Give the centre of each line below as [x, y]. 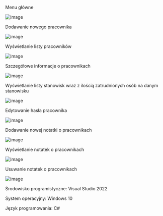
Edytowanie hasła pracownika [36, 110]
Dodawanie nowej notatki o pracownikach [49, 130]
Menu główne [19, 7]
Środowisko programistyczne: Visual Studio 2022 [56, 188]
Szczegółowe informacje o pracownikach [48, 66]
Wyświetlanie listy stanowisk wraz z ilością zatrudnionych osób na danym [82, 86]
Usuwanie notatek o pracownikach [41, 169]
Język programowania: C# [33, 208]
